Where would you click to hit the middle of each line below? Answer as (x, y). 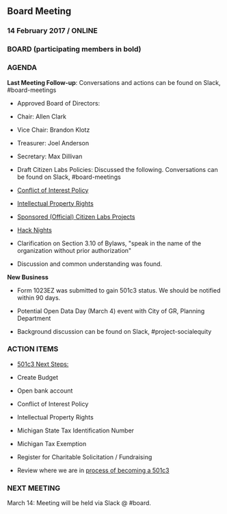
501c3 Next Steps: (43, 364)
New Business (28, 277)
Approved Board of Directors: (58, 103)
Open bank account (45, 391)
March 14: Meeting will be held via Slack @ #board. (79, 503)
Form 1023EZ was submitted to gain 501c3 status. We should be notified (119, 290)
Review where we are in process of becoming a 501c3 (93, 470)
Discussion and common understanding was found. (90, 264)
